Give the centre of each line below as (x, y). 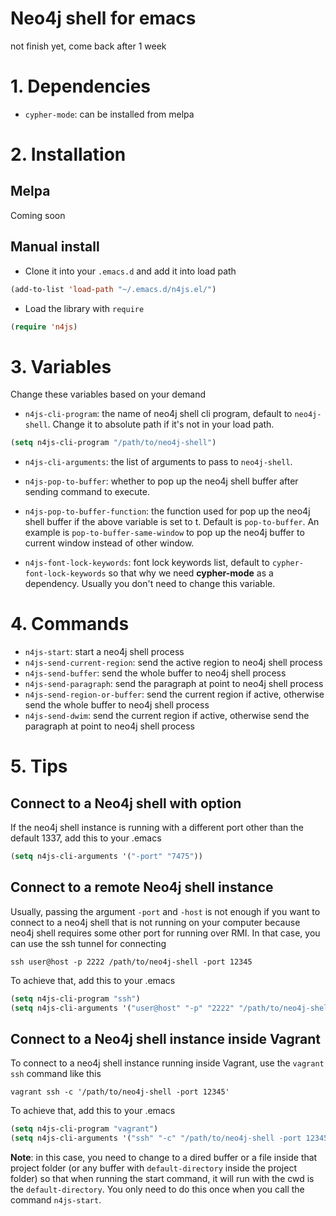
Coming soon (38, 215)
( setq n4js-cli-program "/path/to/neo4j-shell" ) (113, 443)
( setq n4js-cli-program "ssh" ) (75, 998)
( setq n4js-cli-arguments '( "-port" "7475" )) (106, 857)
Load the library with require (84, 308)
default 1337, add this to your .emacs (86, 838)
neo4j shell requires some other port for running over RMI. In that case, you (165, 933)
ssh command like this (56, 1074)
